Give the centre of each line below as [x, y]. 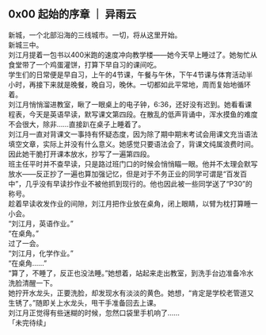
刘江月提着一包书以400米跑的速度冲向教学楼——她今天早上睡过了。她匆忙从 [133, 55]
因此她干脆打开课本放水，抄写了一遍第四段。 [81, 154]
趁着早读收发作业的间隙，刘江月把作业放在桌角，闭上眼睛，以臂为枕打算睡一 [133, 203]
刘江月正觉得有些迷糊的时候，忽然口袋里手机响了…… [94, 313]
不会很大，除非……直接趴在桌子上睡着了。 [77, 124]
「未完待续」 [29, 322]
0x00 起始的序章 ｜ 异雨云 [72, 14]
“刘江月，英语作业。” [41, 223]
